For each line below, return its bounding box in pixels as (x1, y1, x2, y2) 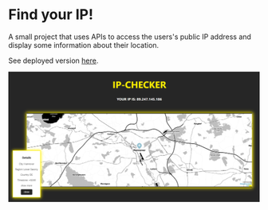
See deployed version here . (8, 56, 99, 65)
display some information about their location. (8, 40, 160, 49)
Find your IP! (8, 6, 94, 24)
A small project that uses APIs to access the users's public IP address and (8, 32, 251, 41)
